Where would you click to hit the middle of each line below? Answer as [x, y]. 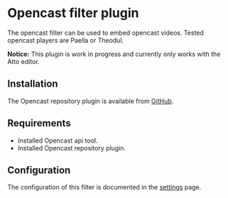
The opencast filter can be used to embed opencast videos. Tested [106, 33]
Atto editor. [24, 61]
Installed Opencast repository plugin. [72, 148]
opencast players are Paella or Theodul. [66, 40]
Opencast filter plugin [73, 13]
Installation [33, 84]
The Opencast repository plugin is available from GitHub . [91, 101]
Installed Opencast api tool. [58, 141]
